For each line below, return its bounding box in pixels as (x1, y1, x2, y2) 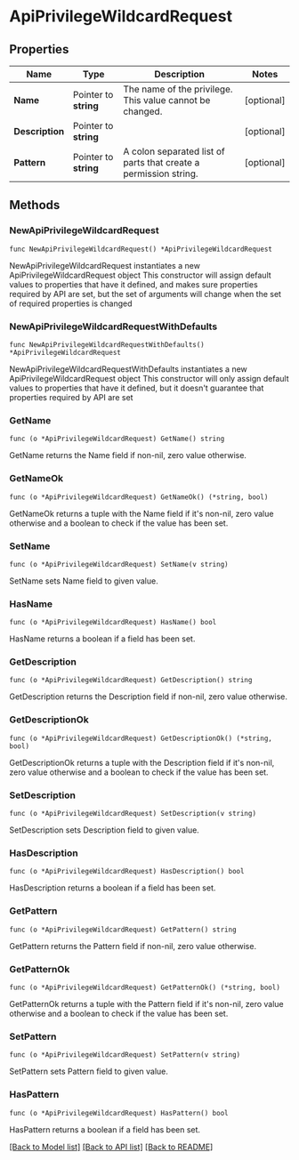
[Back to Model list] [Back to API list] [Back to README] (9, 1141, 214, 1152)
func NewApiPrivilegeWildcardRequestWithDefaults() (9, 340, 205, 349)
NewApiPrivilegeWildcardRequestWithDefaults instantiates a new (9, 363, 247, 375)
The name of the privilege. (123, 83, 233, 95)
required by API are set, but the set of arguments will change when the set (9, 288, 282, 299)
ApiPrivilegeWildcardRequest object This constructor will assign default (9, 270, 271, 280)
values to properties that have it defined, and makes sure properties (9, 278, 258, 290)
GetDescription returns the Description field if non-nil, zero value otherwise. (9, 691, 287, 702)
